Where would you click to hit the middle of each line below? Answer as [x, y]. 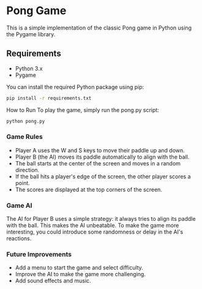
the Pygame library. [31, 34]
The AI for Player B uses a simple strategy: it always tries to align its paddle [101, 219]
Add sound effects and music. [53, 281]
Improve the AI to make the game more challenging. [80, 274]
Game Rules [24, 137]
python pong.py [26, 121]
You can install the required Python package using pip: [75, 87]
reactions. [19, 239]
